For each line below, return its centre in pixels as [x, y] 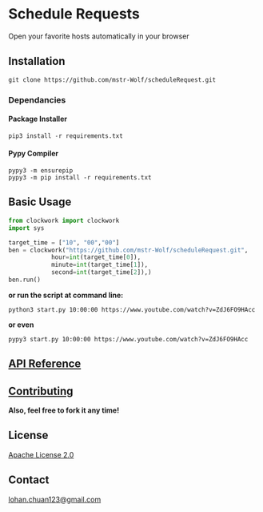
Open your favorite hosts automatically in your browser [99, 36]
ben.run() [25, 280]
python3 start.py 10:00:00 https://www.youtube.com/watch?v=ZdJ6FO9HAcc [132, 309]
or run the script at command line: [66, 295]
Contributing [41, 391]
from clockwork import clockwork [64, 220]
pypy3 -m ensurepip [41, 171]
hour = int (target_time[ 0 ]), [96, 257]
